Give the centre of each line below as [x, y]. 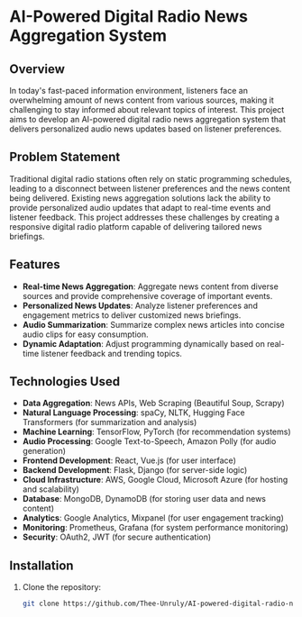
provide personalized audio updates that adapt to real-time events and [140, 207]
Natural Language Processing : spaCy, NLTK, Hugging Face [133, 413]
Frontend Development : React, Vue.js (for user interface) [129, 460]
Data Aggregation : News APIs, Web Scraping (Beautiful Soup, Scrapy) [154, 404]
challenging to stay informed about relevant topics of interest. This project [147, 109]
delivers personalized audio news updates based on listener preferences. [146, 129]
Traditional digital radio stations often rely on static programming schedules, [151, 178]
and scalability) [50, 489]
